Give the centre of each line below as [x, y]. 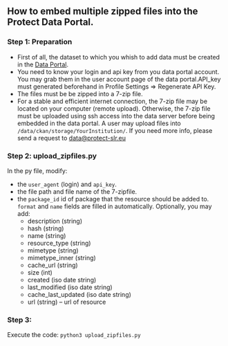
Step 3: [20, 320]
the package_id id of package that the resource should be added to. [113, 199]
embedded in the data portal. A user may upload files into [99, 123]
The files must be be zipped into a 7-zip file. [80, 93]
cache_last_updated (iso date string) [79, 294]
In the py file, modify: [37, 171]
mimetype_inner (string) [62, 257]
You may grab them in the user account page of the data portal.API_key [119, 79]
